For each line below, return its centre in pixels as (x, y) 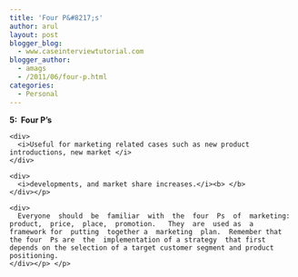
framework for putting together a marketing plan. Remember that (146, 232)
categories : (32, 85)
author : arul (34, 26)
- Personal (38, 94)
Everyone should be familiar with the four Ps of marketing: (154, 216)
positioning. (34, 255)
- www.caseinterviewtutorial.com (81, 52)
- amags (32, 69)
